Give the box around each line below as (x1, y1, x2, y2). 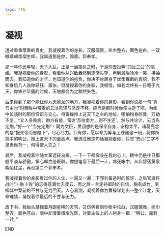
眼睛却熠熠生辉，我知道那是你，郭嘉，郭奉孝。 (5, 53, 100, 59)
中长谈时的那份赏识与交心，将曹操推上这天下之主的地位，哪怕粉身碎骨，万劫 (5, 111, 160, 117)
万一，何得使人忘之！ (18, 142, 61, 147)
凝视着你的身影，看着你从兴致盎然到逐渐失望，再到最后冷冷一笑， (18, 70, 151, 76)
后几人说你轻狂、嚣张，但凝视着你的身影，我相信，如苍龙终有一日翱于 (13, 82, 156, 88)
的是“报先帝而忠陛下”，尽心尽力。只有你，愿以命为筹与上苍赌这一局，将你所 (5, 129, 160, 135)
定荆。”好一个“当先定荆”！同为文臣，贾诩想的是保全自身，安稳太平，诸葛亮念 (5, 123, 160, 129)
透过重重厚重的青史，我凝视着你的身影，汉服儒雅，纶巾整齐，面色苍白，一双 (5, 47, 160, 53)
